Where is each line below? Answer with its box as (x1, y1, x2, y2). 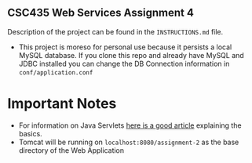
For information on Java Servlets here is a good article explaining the (18, 121, 242, 130)
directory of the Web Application (18, 145, 125, 155)
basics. (18, 129, 42, 138)
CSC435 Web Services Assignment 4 (7, 6, 194, 20)
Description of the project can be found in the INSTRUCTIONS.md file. (7, 27, 224, 36)
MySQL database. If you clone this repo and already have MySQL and (18, 50, 244, 60)
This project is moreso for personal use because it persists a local (18, 42, 232, 52)
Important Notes (7, 95, 117, 112)
